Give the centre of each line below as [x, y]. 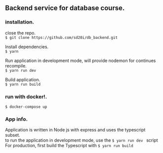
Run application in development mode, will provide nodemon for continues [81, 61]
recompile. [16, 65]
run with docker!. [26, 96]
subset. [13, 135]
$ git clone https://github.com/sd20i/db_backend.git [62, 37]
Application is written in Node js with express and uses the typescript [75, 130]
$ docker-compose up [26, 107]
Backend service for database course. [65, 8]
